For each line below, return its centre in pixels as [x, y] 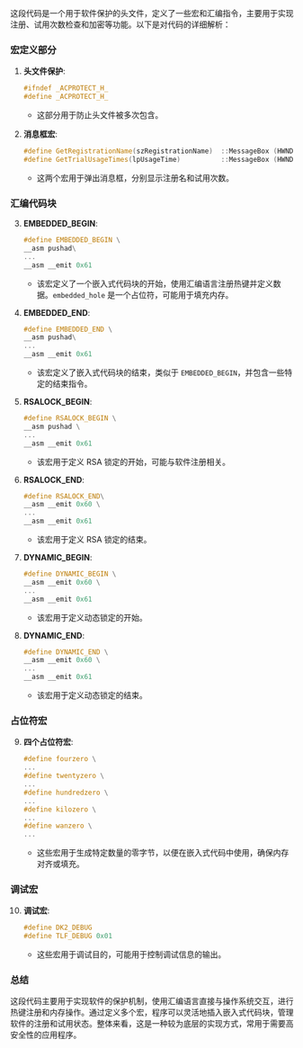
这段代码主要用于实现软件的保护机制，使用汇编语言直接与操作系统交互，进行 [152, 1001]
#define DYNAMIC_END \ [66, 652]
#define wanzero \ [58, 826]
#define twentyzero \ [63, 776]
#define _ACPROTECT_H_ [66, 97]
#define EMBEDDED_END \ [68, 329]
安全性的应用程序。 [46, 1035]
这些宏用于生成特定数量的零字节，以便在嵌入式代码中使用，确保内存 [163, 853]
